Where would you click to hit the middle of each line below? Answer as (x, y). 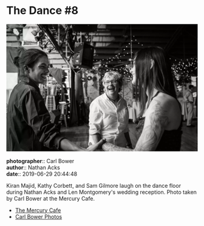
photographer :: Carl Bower (40, 161)
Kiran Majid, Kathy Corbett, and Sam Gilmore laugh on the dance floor (93, 185)
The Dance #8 (42, 11)
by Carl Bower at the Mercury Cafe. (51, 198)
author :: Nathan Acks (33, 167)
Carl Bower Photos (39, 216)
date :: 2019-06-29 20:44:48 (42, 174)
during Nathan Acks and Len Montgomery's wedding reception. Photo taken (102, 192)
